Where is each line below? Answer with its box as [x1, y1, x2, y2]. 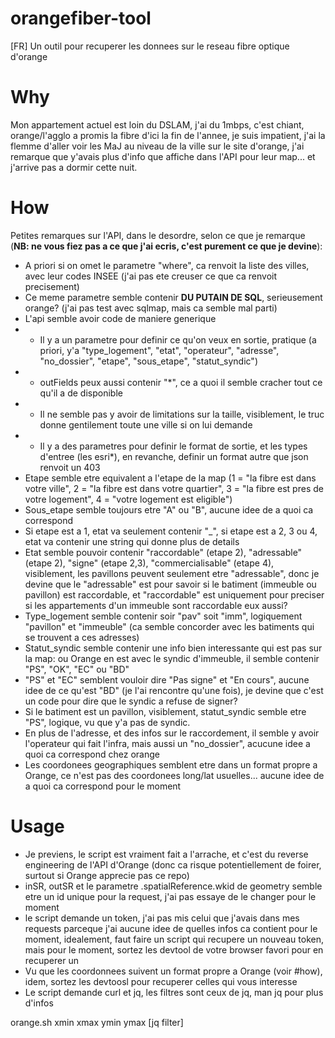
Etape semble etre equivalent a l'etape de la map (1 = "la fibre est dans [24, 472, 317, 484]
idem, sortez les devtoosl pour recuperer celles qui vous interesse [24, 975, 298, 987]
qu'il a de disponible [39, 387, 123, 399]
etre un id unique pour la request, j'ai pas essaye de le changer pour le [24, 890, 317, 902]
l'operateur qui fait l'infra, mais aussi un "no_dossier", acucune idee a [24, 737, 311, 749]
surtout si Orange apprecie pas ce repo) [24, 869, 190, 881]
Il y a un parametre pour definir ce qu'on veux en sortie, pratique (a [39, 333, 317, 346]
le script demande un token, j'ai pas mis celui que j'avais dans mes [24, 912, 300, 924]
